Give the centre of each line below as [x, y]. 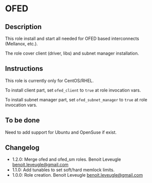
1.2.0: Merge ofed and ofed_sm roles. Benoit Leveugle [66, 159]
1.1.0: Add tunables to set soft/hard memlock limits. [63, 170]
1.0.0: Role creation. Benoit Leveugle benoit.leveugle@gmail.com [77, 175]
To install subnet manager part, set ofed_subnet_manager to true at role [76, 99]
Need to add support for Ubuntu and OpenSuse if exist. [61, 132]
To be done [23, 120]
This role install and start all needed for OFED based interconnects [72, 38]
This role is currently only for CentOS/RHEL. [50, 80]
